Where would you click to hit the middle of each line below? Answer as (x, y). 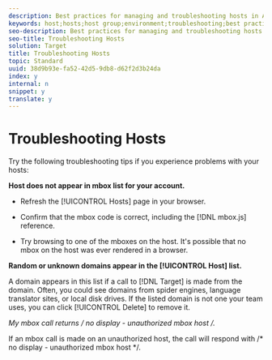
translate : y (30, 99)
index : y (23, 76)
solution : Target (38, 46)
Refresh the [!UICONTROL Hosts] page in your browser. (113, 201)
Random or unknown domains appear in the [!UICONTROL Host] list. (125, 266)
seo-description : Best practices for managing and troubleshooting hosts (136, 31)
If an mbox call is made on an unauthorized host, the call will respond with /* (136, 339)
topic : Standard (36, 62)
